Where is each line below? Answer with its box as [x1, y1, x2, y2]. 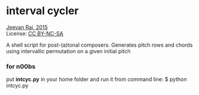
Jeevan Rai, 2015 [6, 24, 48, 31]
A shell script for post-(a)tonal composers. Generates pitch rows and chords [6, 41, 193, 48]
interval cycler [6, 4, 79, 18]
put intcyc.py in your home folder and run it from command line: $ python [6, 76, 187, 83]
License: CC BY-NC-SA [6, 30, 64, 37]
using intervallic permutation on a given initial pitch [6, 47, 131, 54]
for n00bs [6, 62, 36, 70]
